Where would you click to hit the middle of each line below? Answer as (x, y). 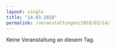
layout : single (25, 12)
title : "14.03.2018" (32, 17)
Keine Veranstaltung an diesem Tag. (50, 40)
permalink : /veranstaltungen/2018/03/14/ (58, 23)
